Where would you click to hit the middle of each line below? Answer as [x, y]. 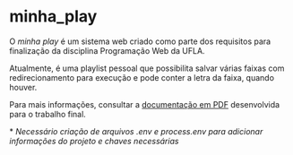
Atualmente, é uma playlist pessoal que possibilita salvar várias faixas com [147, 68]
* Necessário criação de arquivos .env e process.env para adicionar [136, 131]
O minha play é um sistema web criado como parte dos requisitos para [140, 41]
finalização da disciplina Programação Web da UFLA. [107, 50]
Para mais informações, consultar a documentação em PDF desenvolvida [145, 104]
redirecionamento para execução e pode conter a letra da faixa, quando [142, 77]
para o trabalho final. [48, 114]
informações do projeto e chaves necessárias [94, 141]
